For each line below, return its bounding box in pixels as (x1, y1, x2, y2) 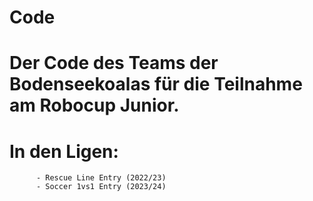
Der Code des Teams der (9, 52, 219, 75)
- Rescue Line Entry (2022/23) (35, 173, 167, 183)
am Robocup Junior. (9, 94, 180, 117)
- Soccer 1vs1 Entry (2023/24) (35, 182, 167, 192)
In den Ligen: (9, 140, 119, 163)
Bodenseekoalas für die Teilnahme (9, 73, 303, 96)
